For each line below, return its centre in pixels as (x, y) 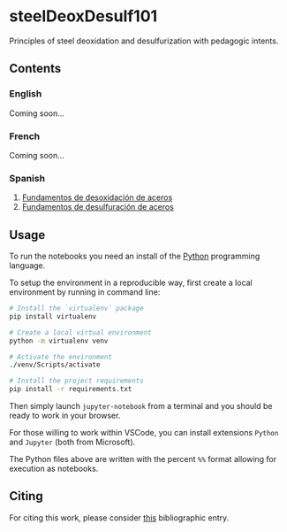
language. (27, 266)
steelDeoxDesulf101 (83, 16)
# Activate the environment (61, 357)
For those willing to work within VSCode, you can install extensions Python (144, 433)
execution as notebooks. (54, 469)
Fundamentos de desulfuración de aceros (98, 207)
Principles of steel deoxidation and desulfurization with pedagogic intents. (144, 41)
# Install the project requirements (76, 381)
